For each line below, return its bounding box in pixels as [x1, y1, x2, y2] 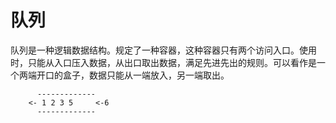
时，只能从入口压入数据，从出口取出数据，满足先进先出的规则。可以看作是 [10, 56, 317, 68]
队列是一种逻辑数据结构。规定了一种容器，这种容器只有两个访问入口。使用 [10, 44, 317, 56]
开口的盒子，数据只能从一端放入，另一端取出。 [36, 69, 230, 81]
